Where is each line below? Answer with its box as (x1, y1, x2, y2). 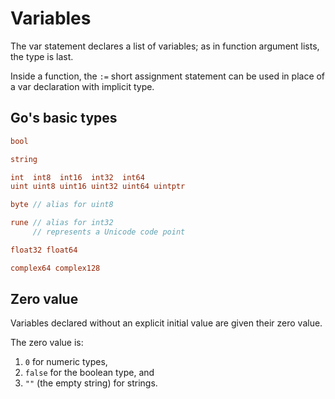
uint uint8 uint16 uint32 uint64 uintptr (10, 182, 186, 192)
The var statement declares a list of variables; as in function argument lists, (10, 40, 320, 52)
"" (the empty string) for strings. (24, 377, 158, 389)
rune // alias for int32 (10, 218, 114, 228)
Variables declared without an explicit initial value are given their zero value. (10, 317, 323, 329)
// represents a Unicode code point (32, 227, 186, 237)
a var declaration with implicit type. (10, 80, 155, 92)
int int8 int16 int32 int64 (10, 172, 145, 182)
